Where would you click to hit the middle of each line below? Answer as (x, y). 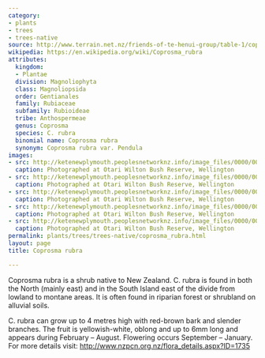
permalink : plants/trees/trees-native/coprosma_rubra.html (107, 236)
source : (21, 45)
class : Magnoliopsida (51, 89)
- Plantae (31, 74)
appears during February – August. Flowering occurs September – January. (131, 337)
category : (24, 15)
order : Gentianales (47, 96)
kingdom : (30, 67)
